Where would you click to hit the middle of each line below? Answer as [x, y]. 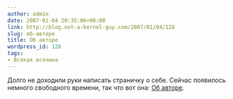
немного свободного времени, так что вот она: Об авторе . [96, 87]
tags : [15, 54]
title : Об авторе [33, 40]
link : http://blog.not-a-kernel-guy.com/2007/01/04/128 [91, 27]
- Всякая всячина [33, 60]
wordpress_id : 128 [34, 47]
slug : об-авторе [31, 34]
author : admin [28, 14]
